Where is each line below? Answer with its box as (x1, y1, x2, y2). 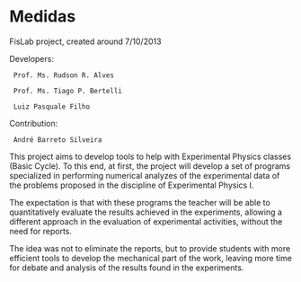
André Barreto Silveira (13, 135, 102, 145)
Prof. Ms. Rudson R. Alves (13, 70, 115, 80)
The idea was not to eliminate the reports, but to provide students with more (9, 242, 291, 253)
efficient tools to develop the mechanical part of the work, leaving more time (9, 252, 292, 263)
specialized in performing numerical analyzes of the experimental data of (9, 170, 280, 181)
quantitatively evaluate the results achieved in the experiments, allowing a (9, 207, 283, 217)
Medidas (9, 6, 76, 27)
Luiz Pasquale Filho (13, 101, 91, 111)
